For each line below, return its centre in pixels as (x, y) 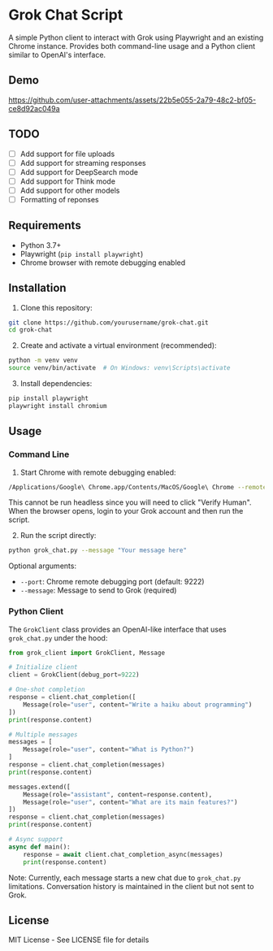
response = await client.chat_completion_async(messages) (123, 854)
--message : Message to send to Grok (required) (98, 590)
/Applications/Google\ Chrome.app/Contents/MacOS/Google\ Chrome (121, 487)
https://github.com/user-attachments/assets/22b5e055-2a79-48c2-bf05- (132, 100)
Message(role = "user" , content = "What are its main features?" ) (130, 802)
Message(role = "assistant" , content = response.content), (118, 794)
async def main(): (39, 847)
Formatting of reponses (59, 199)
